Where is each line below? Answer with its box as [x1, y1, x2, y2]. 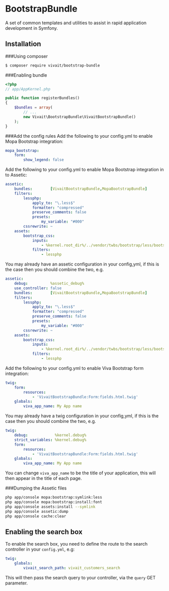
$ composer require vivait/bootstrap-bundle [5, 63, 100, 68]
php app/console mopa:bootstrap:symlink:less [5, 495, 102, 500]
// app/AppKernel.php [5, 86, 51, 91]
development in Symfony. [5, 25, 58, 31]
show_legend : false [23, 157, 64, 163]
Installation [5, 40, 41, 48]
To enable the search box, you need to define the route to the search [5, 541, 148, 547]
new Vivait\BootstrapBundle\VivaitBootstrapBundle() [23, 114, 136, 119]
